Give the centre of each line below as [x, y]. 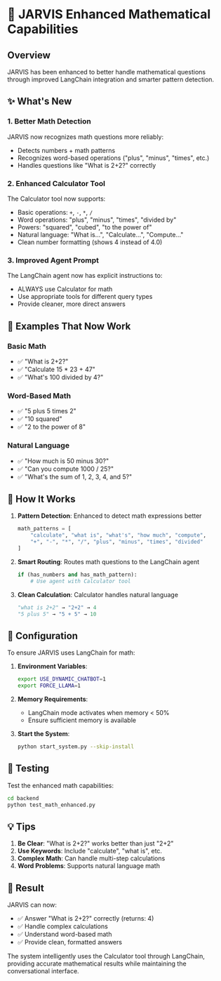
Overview [29, 55]
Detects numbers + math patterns [66, 150]
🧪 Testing [28, 769]
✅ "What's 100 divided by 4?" [60, 377]
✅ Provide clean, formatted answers [70, 942]
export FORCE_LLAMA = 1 [49, 686]
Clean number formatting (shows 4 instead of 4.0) [90, 242]
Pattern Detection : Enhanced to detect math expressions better [109, 516]
